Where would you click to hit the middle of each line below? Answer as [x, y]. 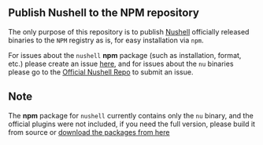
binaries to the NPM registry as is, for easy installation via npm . [106, 40]
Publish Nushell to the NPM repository [104, 13]
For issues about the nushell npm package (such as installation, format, [125, 55]
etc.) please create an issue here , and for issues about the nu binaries [121, 63]
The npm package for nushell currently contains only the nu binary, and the [131, 115]
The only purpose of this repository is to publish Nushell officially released [129, 31]
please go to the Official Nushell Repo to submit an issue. [101, 72]
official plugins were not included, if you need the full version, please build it [132, 124]
